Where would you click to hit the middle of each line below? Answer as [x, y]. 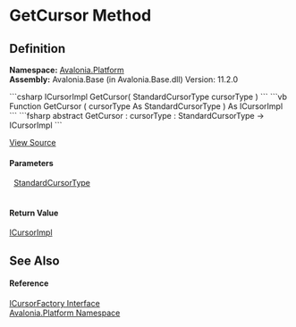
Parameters [31, 163]
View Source [33, 143]
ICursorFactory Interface [55, 303]
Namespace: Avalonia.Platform [67, 70]
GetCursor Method [80, 16]
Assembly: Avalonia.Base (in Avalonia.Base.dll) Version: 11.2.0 [124, 80]
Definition [37, 49]
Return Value [34, 213]
